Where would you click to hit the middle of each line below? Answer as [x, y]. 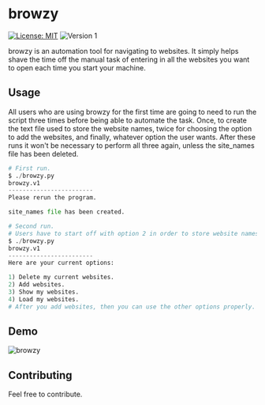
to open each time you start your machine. [77, 67]
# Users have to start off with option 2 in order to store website [123, 233]
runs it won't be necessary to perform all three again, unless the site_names [131, 145]
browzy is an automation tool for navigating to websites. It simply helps [123, 51]
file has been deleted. [43, 153]
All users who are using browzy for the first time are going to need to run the [132, 112]
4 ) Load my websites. [44, 299]
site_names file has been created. [67, 212]
